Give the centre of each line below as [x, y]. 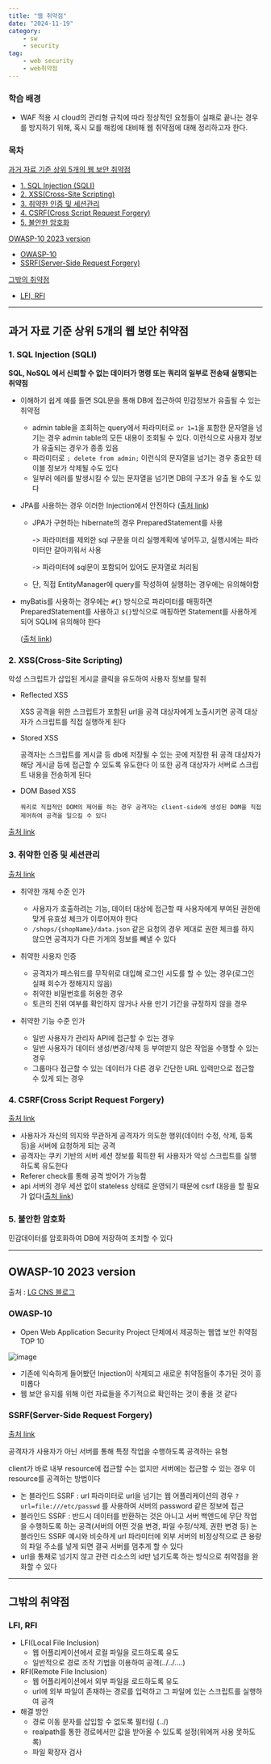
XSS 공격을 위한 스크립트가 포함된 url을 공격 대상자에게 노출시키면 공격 [131, 711]
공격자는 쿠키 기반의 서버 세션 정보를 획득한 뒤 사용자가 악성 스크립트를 [131, 1155]
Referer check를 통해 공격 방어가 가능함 [83, 1175]
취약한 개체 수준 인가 [52, 891]
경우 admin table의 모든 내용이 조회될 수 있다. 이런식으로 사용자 [147, 438]
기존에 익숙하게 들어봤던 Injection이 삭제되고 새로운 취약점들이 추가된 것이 [137, 1374]
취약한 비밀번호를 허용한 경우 [77, 993]
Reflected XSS [44, 695]
